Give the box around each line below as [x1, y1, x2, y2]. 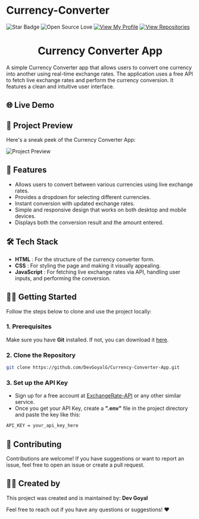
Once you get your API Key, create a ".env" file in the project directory [14, 405, 188, 412]
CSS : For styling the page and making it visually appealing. [14, 262, 161, 269]
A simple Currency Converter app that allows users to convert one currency [6, 64, 192, 71]
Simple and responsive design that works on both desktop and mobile [14, 206, 186, 213]
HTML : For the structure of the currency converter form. [14, 256, 155, 263]
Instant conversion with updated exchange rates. [14, 200, 135, 207]
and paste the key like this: [14, 411, 80, 418]
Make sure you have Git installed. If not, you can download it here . [6, 336, 169, 343]
